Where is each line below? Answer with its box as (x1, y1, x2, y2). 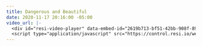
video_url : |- (6, 20, 42, 26)
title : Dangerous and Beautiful (6, 8, 87, 15)
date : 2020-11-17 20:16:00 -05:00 (6, 14, 93, 20)
